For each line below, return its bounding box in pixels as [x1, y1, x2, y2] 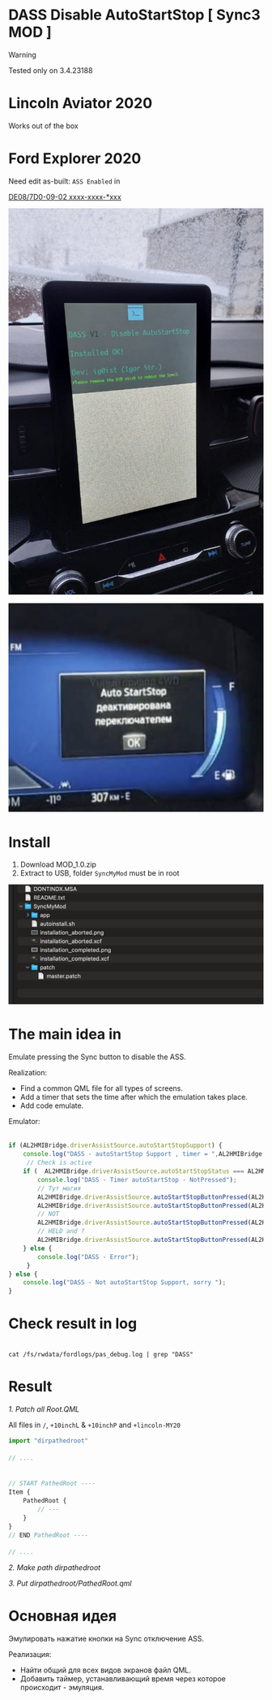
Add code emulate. [19, 1101, 84, 1110]
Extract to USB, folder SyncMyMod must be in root [19, 868, 180, 878]
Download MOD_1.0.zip [19, 859, 97, 870]
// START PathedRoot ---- [8, 1480, 96, 1488]
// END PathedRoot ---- [8, 1531, 89, 1539]
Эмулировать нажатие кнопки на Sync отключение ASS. [8, 1634, 205, 1644]
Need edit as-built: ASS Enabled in [8, 176, 121, 186]
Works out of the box [8, 120, 79, 131]
